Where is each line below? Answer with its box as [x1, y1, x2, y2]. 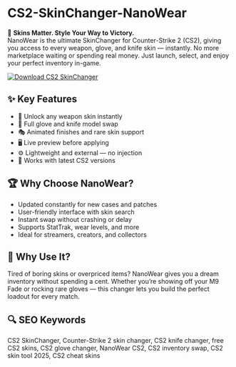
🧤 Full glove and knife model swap [17, 119, 119, 128]
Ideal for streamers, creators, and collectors [17, 230, 148, 239]
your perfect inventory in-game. [7, 58, 101, 67]
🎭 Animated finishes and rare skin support [17, 127, 145, 136]
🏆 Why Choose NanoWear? [7, 178, 134, 190]
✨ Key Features [7, 93, 77, 105]
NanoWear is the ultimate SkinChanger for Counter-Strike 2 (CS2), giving [7, 36, 222, 44]
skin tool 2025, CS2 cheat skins [7, 351, 101, 360]
